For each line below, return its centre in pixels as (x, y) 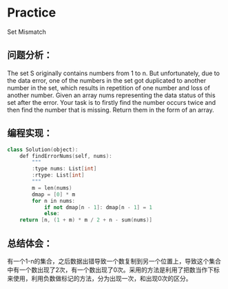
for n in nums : (54, 201)
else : (52, 214)
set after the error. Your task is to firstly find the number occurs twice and (112, 102)
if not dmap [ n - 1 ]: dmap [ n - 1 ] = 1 (98, 207)
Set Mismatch (27, 32)
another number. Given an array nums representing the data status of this (111, 95)
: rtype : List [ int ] (58, 175)
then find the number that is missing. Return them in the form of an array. (111, 110)
